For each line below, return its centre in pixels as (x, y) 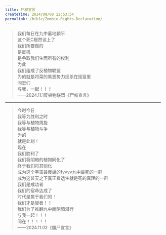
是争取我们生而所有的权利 (43, 58)
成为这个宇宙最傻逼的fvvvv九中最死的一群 (60, 172)
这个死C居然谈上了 (36, 39)
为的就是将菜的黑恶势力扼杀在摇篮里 (54, 77)
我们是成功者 (30, 184)
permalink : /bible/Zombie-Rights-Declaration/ (54, 19)
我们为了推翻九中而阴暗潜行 (45, 209)
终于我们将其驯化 (35, 166)
